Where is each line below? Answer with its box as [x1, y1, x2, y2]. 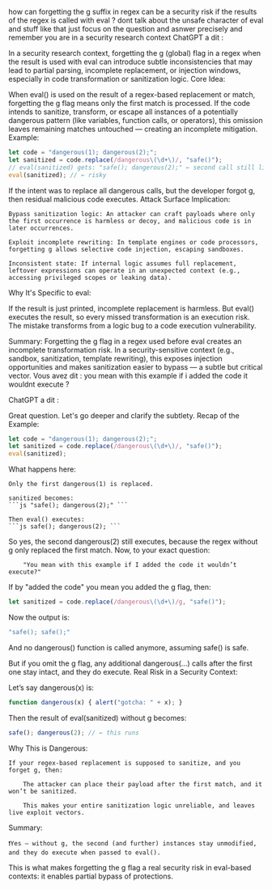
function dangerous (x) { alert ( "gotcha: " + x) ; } [8, 698, 183, 706]
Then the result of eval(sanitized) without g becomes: [8, 713, 187, 722]
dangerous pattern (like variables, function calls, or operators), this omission [8, 116, 263, 125]
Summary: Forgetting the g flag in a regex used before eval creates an [8, 336, 242, 346]
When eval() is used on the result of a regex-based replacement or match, [8, 90, 256, 99]
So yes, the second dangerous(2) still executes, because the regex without [8, 537, 258, 547]
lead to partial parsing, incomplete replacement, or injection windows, [8, 66, 241, 75]
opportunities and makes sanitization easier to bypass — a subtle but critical [8, 362, 263, 371]
